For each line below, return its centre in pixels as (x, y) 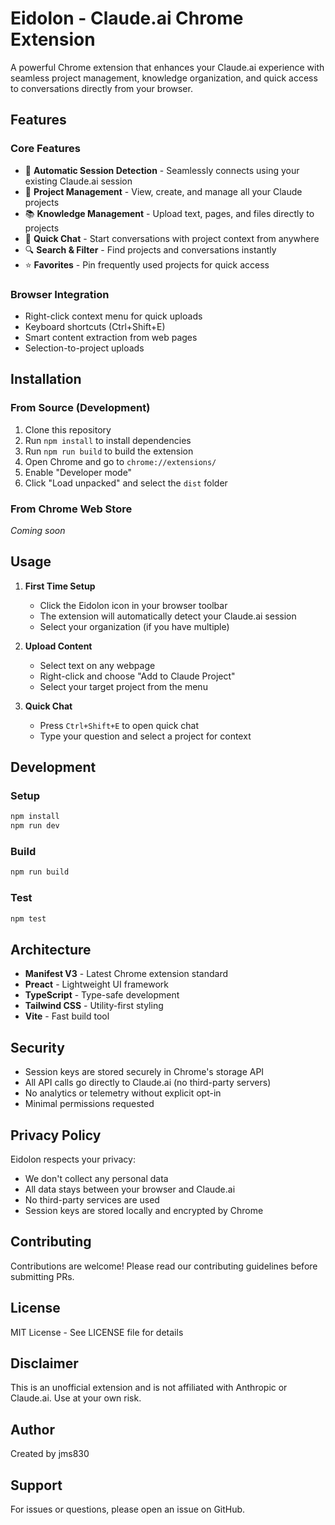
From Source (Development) (80, 408)
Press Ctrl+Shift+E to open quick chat (119, 725)
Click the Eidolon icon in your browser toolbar (133, 605)
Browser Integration (60, 294)
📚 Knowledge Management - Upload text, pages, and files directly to (169, 213)
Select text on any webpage (97, 665)
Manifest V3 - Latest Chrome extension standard (126, 974)
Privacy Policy (56, 1135)
